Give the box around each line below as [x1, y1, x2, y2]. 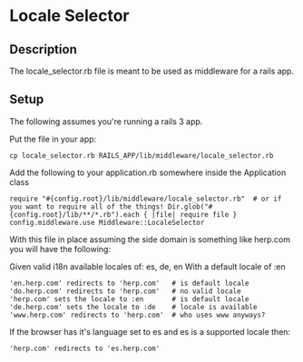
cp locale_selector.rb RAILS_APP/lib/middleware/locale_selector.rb [9, 151, 274, 160]
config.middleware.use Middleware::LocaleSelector [9, 218, 205, 227]
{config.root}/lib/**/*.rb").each [9, 210, 141, 219]
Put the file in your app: [9, 133, 97, 144]
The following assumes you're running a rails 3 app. [9, 115, 203, 127]
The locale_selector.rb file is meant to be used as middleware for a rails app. [9, 65, 295, 76]
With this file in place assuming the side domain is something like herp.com [9, 233, 291, 245]
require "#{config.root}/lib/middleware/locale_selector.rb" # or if [9, 194, 282, 203]
